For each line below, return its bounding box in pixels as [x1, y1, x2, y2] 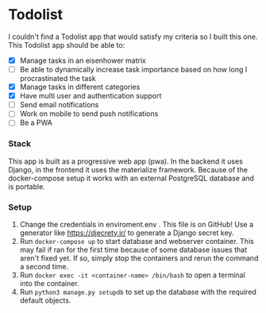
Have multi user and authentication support [19, 91, 162, 101]
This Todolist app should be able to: [8, 40, 125, 49]
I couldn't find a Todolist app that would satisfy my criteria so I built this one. [8, 32, 258, 41]
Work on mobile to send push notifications [19, 109, 159, 118]
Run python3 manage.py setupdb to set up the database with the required [19, 287, 256, 296]
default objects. [19, 296, 71, 305]
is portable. [8, 181, 45, 191]
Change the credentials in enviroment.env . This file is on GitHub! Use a [19, 219, 254, 229]
